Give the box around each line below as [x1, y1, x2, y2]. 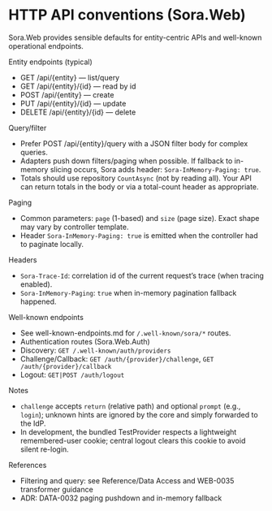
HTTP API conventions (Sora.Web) [8, 6, 246, 24]
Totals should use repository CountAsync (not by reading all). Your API [19, 173, 252, 183]
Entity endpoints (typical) [8, 57, 93, 67]
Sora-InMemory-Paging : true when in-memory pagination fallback [19, 288, 237, 297]
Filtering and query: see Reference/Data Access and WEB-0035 [19, 475, 235, 485]
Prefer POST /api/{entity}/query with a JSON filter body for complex [19, 138, 248, 148]
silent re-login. [19, 444, 69, 454]
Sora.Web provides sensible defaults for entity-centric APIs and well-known [8, 32, 262, 42]
